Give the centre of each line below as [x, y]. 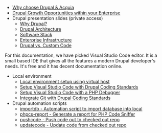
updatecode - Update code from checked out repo [73, 125]
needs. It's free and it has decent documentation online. [64, 66]
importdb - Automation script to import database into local [81, 109]
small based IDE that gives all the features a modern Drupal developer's [80, 61]
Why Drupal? [33, 24]
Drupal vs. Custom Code [46, 45]
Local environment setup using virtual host [65, 82]
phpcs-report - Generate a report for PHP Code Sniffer [77, 114]
